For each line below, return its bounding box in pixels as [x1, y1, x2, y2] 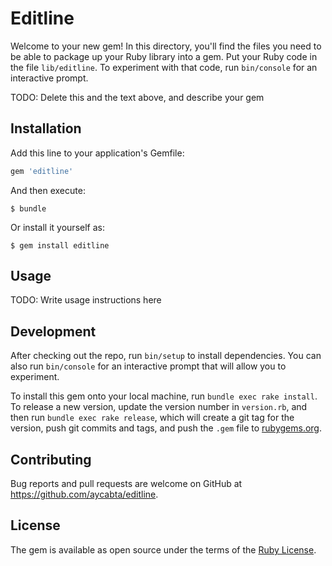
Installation [10, 120, 82, 137]
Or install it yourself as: [10, 221, 105, 233]
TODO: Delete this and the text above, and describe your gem [10, 91, 265, 103]
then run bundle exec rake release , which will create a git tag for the [10, 412, 295, 424]
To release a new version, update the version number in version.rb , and [10, 401, 308, 413]
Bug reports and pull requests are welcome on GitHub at [10, 478, 243, 490]
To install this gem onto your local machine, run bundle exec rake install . [10, 390, 318, 402]
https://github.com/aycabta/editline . [10, 488, 159, 501]
